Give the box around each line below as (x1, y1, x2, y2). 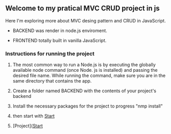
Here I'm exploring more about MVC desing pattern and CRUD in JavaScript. (5, 17, 166, 23)
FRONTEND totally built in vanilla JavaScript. (12, 37, 107, 43)
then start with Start (12, 113, 55, 119)
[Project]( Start (12, 123, 43, 129)
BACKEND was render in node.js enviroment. (12, 28, 107, 34)
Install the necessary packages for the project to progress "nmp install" (12, 103, 163, 109)
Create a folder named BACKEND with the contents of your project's (12, 88, 157, 94)
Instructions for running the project (5, 50, 95, 57)
